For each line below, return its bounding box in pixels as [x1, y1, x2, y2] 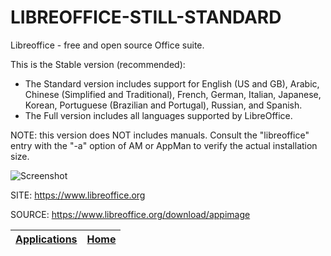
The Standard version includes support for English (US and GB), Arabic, [24, 77, 320, 90]
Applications [15, 232, 78, 246]
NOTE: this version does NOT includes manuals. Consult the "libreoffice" [10, 129, 310, 141]
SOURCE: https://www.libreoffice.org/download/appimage [10, 208, 251, 220]
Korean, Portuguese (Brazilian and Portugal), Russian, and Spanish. [24, 99, 303, 111]
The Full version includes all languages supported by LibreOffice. [24, 109, 293, 121]
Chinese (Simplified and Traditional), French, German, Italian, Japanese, [24, 88, 322, 100]
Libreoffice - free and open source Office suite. [10, 39, 205, 51]
